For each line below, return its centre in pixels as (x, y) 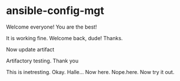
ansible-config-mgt (55, 11)
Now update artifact (30, 49)
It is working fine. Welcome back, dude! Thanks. (64, 38)
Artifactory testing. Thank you (42, 61)
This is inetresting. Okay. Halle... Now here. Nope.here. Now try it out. (90, 72)
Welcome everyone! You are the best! (51, 27)
